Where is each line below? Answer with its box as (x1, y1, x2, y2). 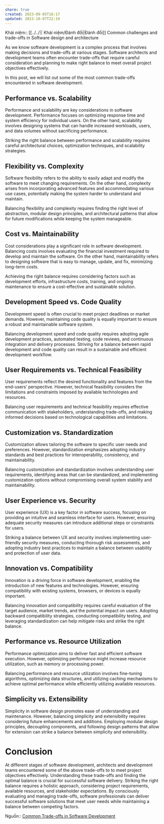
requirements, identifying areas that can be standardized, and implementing (5, 472, 158, 478)
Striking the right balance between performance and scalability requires (5, 138, 150, 144)
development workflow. (5, 351, 52, 358)
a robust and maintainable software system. (5, 321, 94, 327)
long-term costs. (5, 264, 39, 269)
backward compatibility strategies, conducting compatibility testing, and (5, 613, 151, 619)
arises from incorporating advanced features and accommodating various (5, 186, 154, 191)
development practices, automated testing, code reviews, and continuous (5, 336, 153, 342)
